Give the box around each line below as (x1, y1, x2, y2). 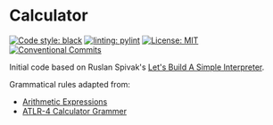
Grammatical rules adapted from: (9, 79, 131, 89)
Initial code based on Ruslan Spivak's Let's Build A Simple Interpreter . (9, 62, 265, 72)
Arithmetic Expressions (21, 96, 108, 107)
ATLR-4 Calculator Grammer (21, 105, 128, 116)
